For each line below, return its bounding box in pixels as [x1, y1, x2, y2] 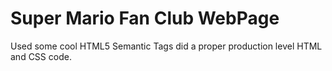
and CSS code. [10, 50, 72, 62]
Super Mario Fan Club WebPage [10, 7, 280, 30]
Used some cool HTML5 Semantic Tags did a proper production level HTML [10, 40, 323, 52]
